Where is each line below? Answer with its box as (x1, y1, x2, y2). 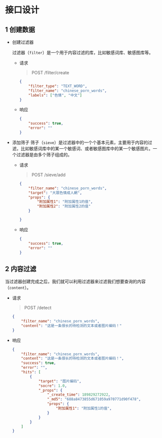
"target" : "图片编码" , (38, 378, 82, 383)
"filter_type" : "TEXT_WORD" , (28, 83, 88, 88)
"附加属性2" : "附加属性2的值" (36, 204, 91, 209)
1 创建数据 (5, 25, 36, 34)
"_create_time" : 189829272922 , (47, 392, 110, 398)
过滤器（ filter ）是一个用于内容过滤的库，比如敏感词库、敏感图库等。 (12, 50, 153, 55)
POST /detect (24, 305, 52, 311)
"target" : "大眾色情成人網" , (28, 190, 82, 195)
